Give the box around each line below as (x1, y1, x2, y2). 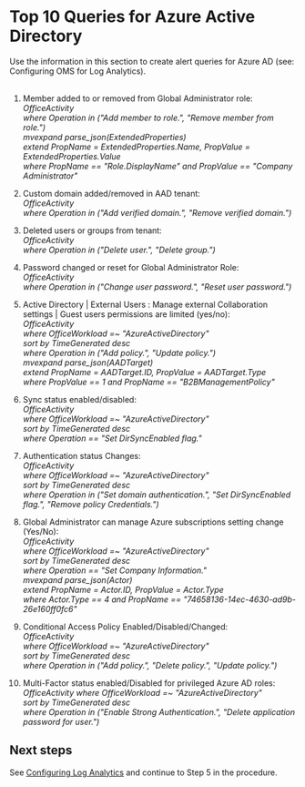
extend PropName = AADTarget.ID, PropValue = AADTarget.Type (22, 366, 267, 377)
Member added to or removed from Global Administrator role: (22, 93, 253, 104)
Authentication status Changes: (22, 450, 141, 461)
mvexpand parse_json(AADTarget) (22, 357, 154, 368)
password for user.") (22, 716, 100, 727)
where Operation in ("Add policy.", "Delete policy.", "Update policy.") (22, 659, 278, 670)
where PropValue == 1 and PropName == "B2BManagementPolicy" (22, 376, 275, 387)
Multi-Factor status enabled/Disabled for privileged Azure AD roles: (22, 677, 276, 689)
